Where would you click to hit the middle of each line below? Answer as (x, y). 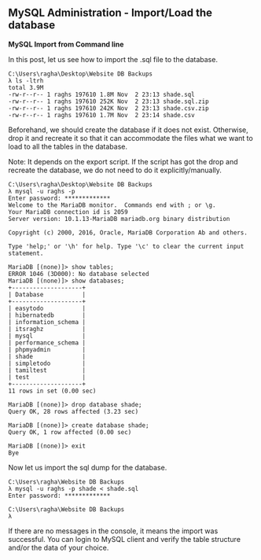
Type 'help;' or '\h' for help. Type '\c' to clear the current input (126, 246)
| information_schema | (47, 322)
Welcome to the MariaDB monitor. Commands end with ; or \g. (112, 205)
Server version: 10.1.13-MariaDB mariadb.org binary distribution (119, 219)
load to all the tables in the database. (68, 146)
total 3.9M (26, 87)
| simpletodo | (47, 363)
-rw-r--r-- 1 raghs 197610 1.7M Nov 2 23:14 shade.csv (101, 115)
